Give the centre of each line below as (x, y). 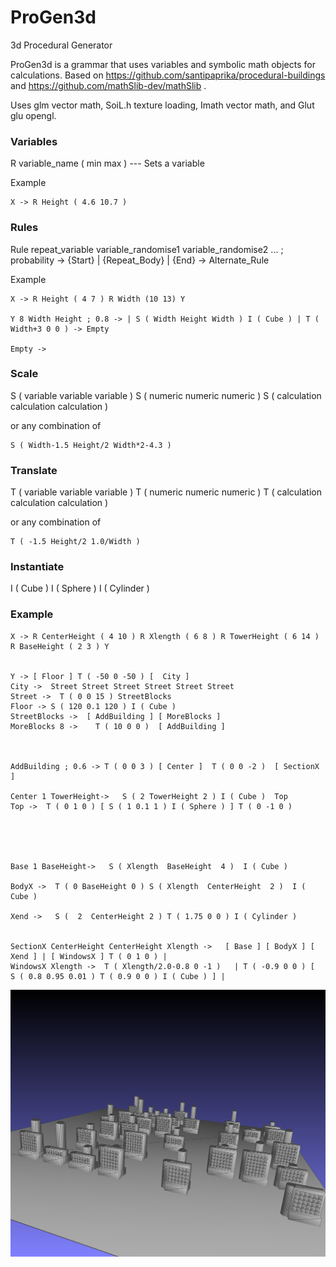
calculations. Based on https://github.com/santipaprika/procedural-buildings (168, 75)
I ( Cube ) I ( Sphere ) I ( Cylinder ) (80, 588)
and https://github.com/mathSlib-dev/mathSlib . (108, 85)
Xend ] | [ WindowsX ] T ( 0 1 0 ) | (89, 956)
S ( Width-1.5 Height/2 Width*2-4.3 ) (91, 445)
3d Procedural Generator (61, 45)
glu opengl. (33, 115)
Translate (34, 470)
